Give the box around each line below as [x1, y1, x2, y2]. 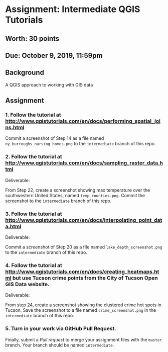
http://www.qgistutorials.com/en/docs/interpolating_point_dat [5, 216, 162, 223]
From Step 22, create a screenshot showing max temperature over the [5, 187, 150, 193]
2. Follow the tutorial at [5, 153, 63, 160]
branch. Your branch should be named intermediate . [5, 342, 114, 348]
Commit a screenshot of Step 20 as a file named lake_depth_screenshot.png [5, 244, 162, 250]
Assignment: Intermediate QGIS [5, 4, 140, 15]
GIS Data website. [5, 281, 50, 288]
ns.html [5, 124, 25, 131]
